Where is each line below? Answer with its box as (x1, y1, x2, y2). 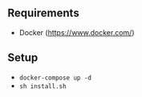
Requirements (7, 6, 79, 20)
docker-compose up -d (18, 74, 91, 82)
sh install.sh (18, 82, 67, 91)
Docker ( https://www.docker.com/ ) (18, 27, 135, 37)
